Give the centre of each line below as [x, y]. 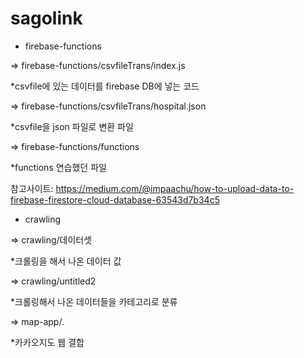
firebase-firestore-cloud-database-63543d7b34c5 [115, 199]
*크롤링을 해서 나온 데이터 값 [66, 261]
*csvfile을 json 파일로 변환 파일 [72, 126]
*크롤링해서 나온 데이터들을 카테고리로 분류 [94, 301]
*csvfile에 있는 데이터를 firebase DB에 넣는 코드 [105, 86]
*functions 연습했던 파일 [58, 167]
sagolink [46, 18]
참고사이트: [32, 188]
